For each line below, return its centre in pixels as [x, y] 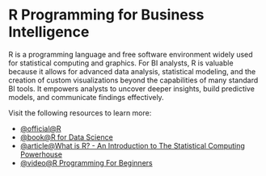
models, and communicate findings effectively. [86, 97]
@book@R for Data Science [66, 137]
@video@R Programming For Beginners [86, 162]
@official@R [41, 128]
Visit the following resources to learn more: [80, 113]
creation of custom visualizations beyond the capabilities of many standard [133, 80]
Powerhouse [41, 154]
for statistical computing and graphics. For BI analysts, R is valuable [121, 63]
